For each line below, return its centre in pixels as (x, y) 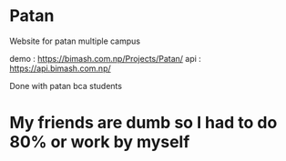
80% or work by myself (100, 142)
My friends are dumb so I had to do (143, 123)
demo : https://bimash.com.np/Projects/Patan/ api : (106, 58)
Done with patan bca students (66, 86)
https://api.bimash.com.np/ (60, 68)
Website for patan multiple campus (75, 41)
